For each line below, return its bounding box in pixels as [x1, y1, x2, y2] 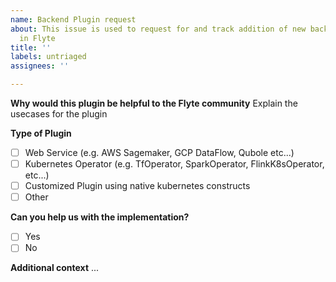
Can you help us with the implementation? [10, 211, 190, 223]
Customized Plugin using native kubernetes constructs [24, 180, 251, 192]
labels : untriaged [10, 52, 87, 62]
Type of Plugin [10, 127, 72, 139]
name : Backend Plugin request [10, 14, 137, 25]
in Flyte [19, 33, 56, 43]
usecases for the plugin [10, 108, 108, 120]
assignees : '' [10, 61, 70, 71]
